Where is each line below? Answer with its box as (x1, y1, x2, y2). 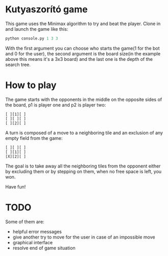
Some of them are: (5, 219, 44, 225)
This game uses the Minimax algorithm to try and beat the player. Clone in (5, 20, 161, 27)
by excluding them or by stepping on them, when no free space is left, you (5, 168, 162, 175)
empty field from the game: (5, 135, 63, 141)
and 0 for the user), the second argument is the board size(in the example (5, 50, 161, 57)
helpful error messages (12, 228, 62, 234)
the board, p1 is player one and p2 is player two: (5, 101, 106, 108)
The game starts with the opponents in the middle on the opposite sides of (5, 96, 162, 102)
